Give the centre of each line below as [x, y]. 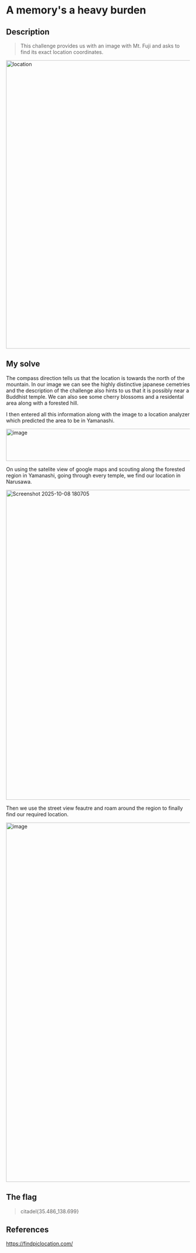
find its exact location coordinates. [62, 52]
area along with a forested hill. [42, 403]
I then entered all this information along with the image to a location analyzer [98, 414]
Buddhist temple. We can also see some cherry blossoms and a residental [95, 396]
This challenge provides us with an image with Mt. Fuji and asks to [100, 46]
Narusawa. [19, 481]
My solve [23, 364]
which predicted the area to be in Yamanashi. [60, 420]
